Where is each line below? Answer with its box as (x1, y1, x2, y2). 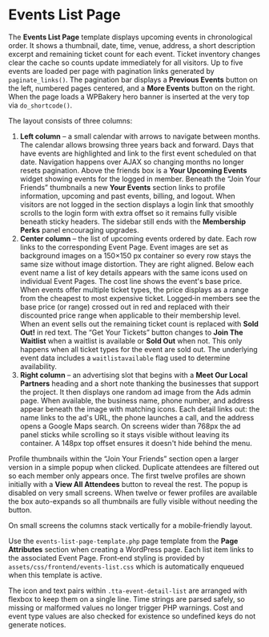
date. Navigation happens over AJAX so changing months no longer (19, 156, 244, 166)
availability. (19, 361, 58, 371)
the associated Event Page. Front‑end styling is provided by (8, 553, 205, 562)
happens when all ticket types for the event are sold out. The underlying (19, 344, 258, 354)
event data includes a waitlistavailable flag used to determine (19, 353, 231, 363)
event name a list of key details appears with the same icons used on (19, 267, 248, 278)
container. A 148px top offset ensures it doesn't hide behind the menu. (19, 438, 252, 448)
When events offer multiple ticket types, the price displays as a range (19, 285, 249, 294)
